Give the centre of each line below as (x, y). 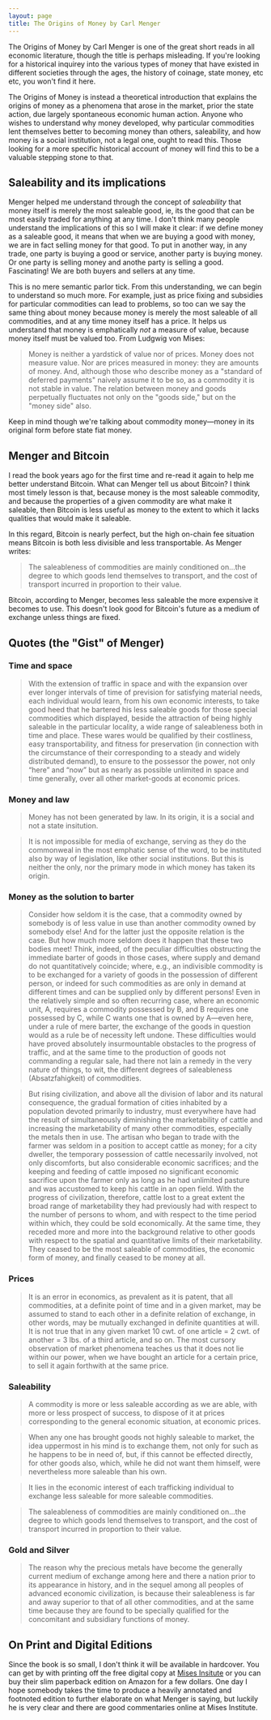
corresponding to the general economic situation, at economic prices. (144, 1421)
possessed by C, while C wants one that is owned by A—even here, (141, 1018)
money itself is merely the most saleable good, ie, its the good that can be (131, 211)
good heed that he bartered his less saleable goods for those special (143, 709)
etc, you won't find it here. (52, 81)
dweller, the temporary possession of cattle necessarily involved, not (143, 1155)
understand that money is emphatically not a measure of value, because (129, 330)
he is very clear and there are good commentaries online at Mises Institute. (133, 1708)
